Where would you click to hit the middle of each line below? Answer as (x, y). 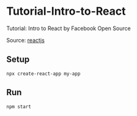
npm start (19, 106)
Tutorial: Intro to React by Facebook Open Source (68, 28)
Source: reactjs (25, 40)
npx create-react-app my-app (43, 74)
